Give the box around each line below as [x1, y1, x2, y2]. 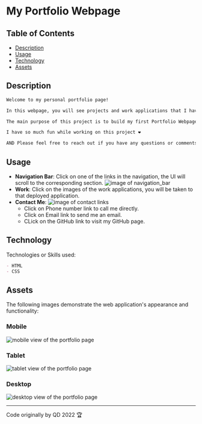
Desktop [6, 379, 32, 388]
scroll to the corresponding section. [14, 179, 103, 186]
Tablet [6, 351, 25, 360]
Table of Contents [6, 28, 75, 39]
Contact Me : [14, 199, 47, 205]
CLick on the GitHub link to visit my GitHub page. [23, 218, 145, 225]
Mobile [6, 322, 27, 331]
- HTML [6, 263, 23, 269]
